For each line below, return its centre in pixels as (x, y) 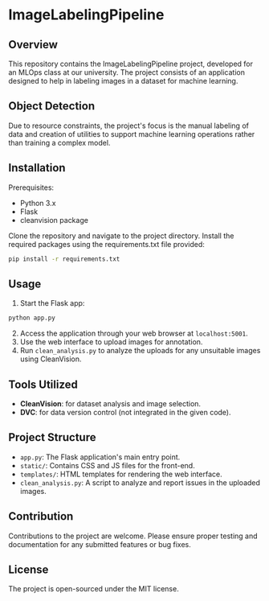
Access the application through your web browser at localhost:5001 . (134, 333)
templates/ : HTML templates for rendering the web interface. (121, 474)
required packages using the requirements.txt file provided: (106, 244)
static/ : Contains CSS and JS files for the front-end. (107, 465)
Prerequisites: (31, 187)
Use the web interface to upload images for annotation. (111, 342)
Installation (37, 168)
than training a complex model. (59, 142)
